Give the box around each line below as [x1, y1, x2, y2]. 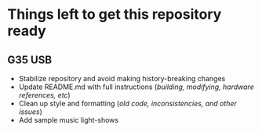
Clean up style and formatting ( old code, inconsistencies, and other [18, 99, 237, 108]
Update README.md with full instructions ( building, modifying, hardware [18, 82, 254, 91]
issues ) [18, 107, 42, 116]
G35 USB [7, 53, 53, 66]
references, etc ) [18, 91, 71, 99]
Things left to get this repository [7, 5, 222, 23]
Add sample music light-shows [18, 116, 119, 124]
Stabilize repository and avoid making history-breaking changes [18, 74, 226, 83]
